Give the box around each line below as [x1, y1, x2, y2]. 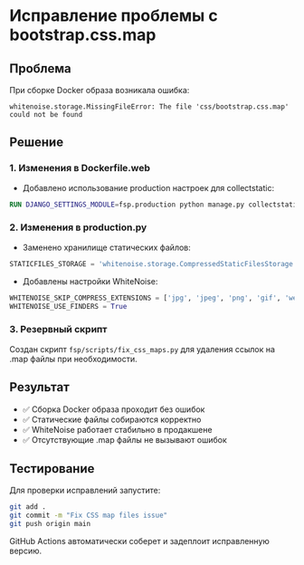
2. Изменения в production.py [9, 221, 147, 234]
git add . [9, 503, 47, 512]
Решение [9, 135, 64, 150]
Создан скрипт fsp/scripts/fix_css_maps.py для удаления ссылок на [9, 343, 276, 354]
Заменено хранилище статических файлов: [22, 242, 192, 253]
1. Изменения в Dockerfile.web [9, 162, 151, 175]
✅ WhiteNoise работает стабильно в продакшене [22, 424, 213, 435]
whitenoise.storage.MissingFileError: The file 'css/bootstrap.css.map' [9, 102, 290, 111]
